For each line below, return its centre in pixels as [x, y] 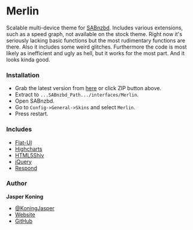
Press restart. [31, 114]
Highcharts [28, 149]
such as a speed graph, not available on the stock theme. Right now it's [94, 34]
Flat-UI [23, 142]
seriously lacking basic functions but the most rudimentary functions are [96, 40]
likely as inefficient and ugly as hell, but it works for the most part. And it [95, 53]
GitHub [24, 221]
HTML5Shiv [29, 155]
